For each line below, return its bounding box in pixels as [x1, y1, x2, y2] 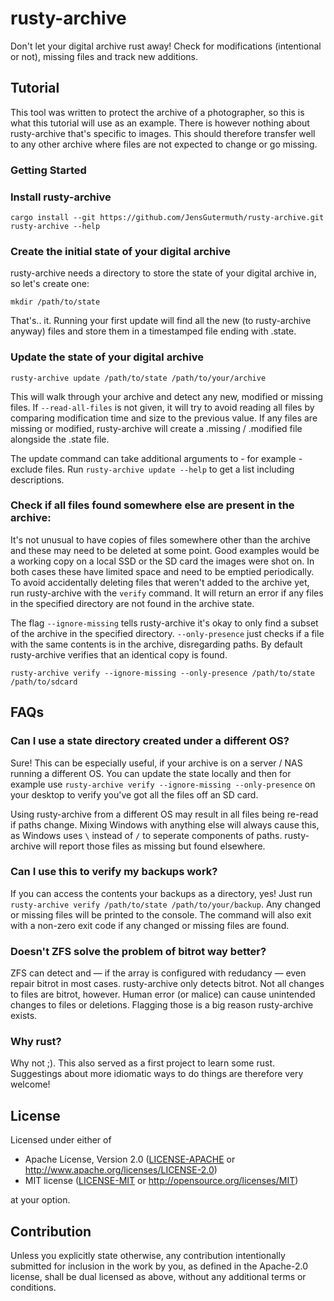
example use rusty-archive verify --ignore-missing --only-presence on [10, 778, 316, 790]
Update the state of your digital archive [10, 350, 204, 364]
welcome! [10, 1078, 51, 1091]
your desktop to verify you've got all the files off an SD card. [10, 788, 259, 801]
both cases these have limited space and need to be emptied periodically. [10, 565, 315, 577]
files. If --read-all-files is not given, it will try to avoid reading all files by [10, 401, 315, 413]
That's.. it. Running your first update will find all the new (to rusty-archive [10, 315, 312, 327]
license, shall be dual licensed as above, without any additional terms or [10, 1271, 307, 1283]
